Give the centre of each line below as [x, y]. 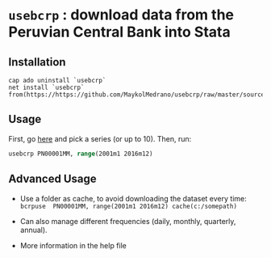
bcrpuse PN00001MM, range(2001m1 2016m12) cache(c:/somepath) [129, 206]
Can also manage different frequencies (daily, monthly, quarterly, [128, 221]
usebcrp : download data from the [121, 15]
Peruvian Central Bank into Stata [120, 32]
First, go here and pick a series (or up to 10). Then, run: [100, 138]
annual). [33, 230]
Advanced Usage [52, 179]
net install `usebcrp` [46, 87]
